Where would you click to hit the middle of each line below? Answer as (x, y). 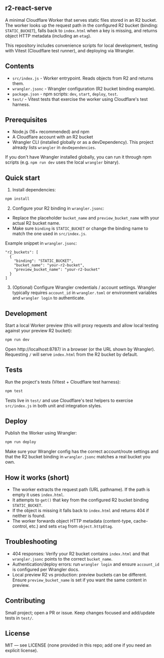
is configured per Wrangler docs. (46, 569)
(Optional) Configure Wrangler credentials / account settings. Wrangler (84, 287)
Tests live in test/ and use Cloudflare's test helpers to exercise (69, 400)
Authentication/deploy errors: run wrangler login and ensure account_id (86, 564)
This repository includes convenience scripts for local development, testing (82, 45)
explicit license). (22, 651)
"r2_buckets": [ (22, 252)
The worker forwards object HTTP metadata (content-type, (72, 521)
